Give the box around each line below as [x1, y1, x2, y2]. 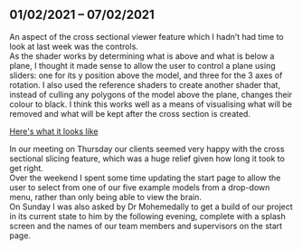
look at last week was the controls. [9, 41, 138, 52]
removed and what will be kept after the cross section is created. [9, 108, 251, 119]
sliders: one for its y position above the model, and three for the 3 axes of [9, 70, 283, 81]
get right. [9, 162, 43, 173]
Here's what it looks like [9, 126, 99, 137]
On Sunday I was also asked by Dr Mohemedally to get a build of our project [9, 201, 294, 212]
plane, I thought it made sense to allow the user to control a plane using [9, 60, 276, 71]
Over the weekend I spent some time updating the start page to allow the [9, 172, 281, 183]
